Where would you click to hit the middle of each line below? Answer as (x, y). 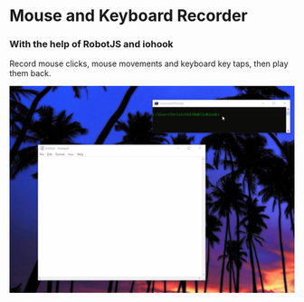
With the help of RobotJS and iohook (91, 44)
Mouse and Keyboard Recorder (128, 16)
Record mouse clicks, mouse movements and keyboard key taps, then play (149, 63)
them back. (30, 73)
